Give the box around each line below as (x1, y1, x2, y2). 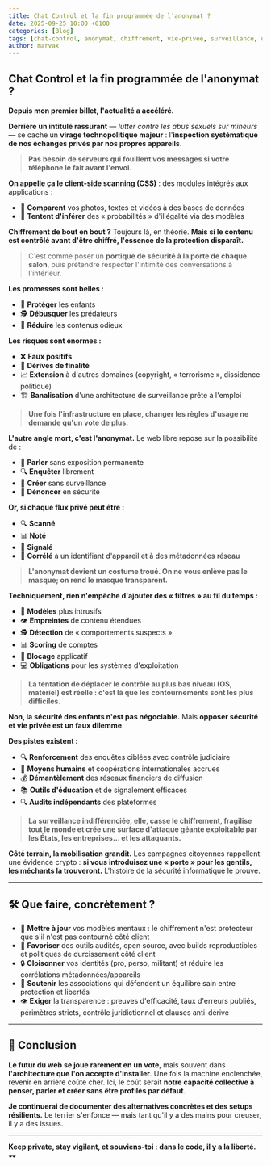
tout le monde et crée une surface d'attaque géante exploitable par (27, 824, 258, 834)
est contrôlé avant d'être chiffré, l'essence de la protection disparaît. (8, 235, 244, 245)
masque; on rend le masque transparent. (27, 575, 168, 585)
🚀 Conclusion (8, 1038, 77, 1052)
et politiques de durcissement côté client (19, 949, 156, 958)
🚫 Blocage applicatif (19, 651, 89, 661)
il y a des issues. (8, 1118, 64, 1128)
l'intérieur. (27, 268, 62, 278)
